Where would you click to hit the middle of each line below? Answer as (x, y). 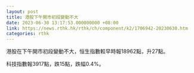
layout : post (22, 12)
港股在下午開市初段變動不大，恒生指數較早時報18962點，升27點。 (87, 52)
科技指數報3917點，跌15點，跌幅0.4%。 (55, 64)
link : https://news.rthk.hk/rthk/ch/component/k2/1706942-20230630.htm (97, 28)
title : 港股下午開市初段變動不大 (42, 17)
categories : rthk (28, 34)
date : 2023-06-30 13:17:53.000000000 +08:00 (62, 23)
